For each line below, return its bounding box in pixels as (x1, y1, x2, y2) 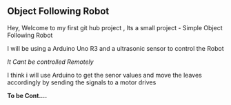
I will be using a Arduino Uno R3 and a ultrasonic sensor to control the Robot (7, 44, 224, 52)
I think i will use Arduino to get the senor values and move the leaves (7, 71, 202, 79)
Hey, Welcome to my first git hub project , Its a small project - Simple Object (7, 23, 223, 32)
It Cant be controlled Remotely (7, 58, 94, 66)
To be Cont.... (7, 91, 48, 100)
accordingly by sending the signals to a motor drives (7, 78, 157, 86)
